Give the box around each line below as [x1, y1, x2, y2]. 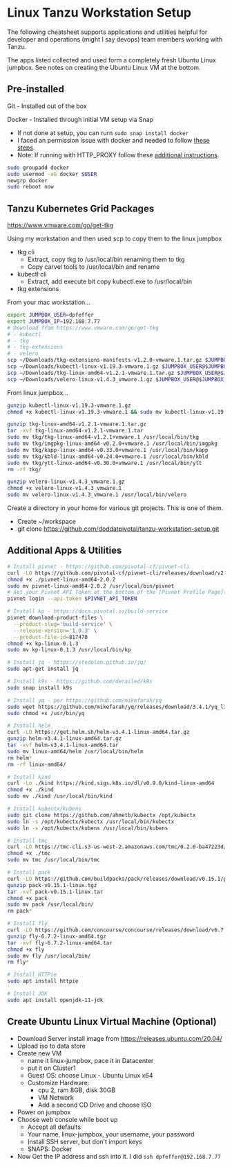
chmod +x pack [7, 895, 48, 902]
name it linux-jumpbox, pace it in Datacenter [27, 1056, 154, 1064]
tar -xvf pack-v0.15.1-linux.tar [7, 888, 104, 895]
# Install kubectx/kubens [7, 805, 81, 812]
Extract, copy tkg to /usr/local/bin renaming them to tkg [27, 255, 185, 264]
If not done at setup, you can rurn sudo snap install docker [17, 128, 188, 137]
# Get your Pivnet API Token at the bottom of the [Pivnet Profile [7, 589, 206, 596]
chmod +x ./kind [7, 787, 54, 793]
